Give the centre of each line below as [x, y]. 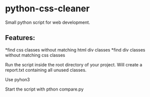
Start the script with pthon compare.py [44, 89]
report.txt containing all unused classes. [46, 70]
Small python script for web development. [48, 22]
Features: [20, 38]
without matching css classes [35, 55]
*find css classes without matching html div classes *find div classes [75, 49]
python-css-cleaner [47, 9]
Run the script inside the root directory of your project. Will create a [74, 64]
